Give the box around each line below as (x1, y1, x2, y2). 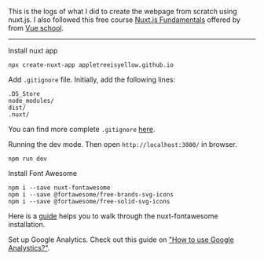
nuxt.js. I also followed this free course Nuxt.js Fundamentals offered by (8, 15, 241, 24)
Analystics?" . (8, 244, 50, 252)
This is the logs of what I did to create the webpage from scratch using (8, 7, 237, 16)
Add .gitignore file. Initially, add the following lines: (8, 75, 175, 84)
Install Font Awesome (8, 169, 77, 178)
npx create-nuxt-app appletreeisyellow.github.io (8, 61, 174, 69)
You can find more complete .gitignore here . (8, 125, 156, 134)
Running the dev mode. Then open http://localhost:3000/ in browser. (8, 140, 237, 148)
